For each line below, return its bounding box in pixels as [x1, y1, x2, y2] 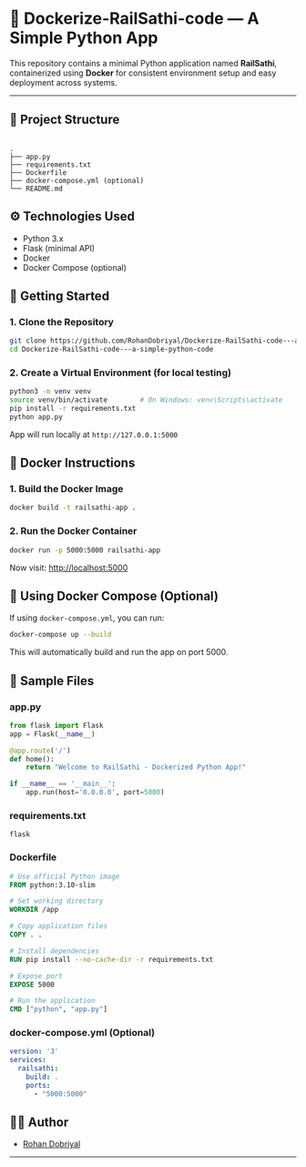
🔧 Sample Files [9, 673, 95, 689]
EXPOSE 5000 [9, 979, 55, 989]
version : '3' [9, 1047, 59, 1056]
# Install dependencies [9, 947, 100, 956]
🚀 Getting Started [9, 288, 110, 303]
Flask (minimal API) [22, 242, 96, 253]
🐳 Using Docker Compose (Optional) [9, 588, 219, 604]
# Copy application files [9, 922, 107, 931]
